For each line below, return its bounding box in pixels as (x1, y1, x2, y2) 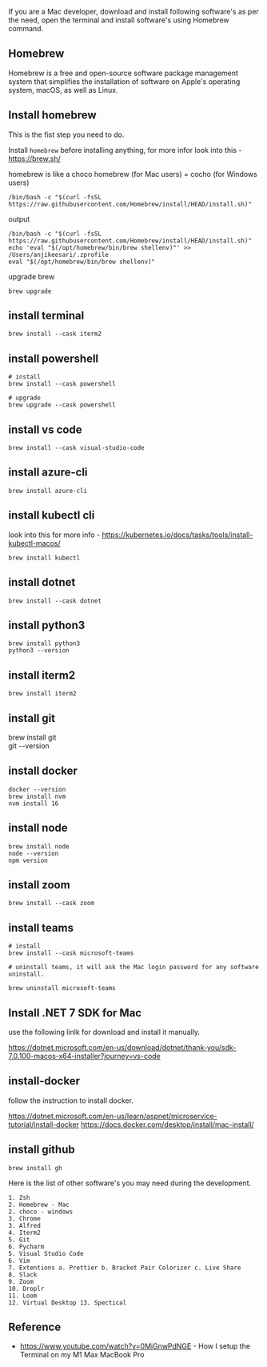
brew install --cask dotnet (8, 596, 102, 605)
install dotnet (8, 575, 76, 589)
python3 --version (8, 647, 70, 655)
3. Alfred (8, 1221, 42, 1229)
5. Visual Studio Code (8, 1249, 84, 1257)
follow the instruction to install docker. (8, 1096, 134, 1105)
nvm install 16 (8, 800, 59, 808)
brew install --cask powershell (8, 380, 116, 388)
